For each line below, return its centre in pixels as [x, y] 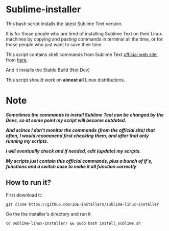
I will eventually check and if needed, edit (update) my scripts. [73, 151]
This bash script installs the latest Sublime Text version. [64, 24]
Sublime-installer [43, 9]
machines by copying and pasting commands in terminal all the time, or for [84, 39]
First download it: [24, 195]
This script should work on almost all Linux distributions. [66, 80]
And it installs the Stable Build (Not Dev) [48, 70]
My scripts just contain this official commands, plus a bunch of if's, [79, 161]
